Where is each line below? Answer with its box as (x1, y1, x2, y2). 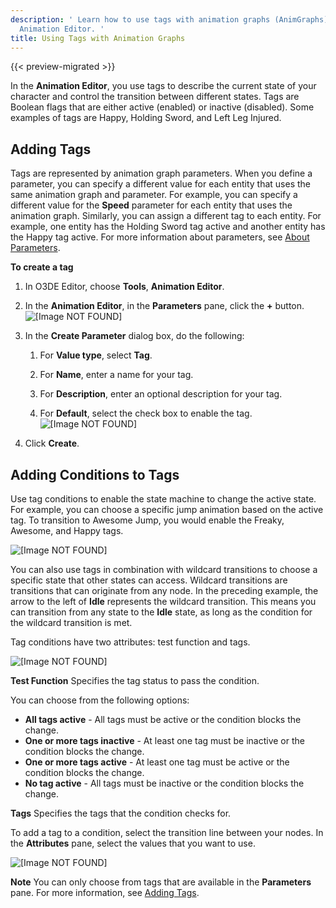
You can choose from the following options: (10, 694, 190, 706)
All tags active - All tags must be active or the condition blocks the (24, 714, 302, 725)
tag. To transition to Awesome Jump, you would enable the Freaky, (10, 514, 285, 526)
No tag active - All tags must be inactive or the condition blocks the (24, 777, 305, 789)
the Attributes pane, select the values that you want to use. (10, 837, 256, 849)
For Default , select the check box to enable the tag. (39, 407, 253, 420)
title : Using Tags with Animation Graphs (10, 33, 186, 43)
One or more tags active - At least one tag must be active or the (24, 756, 290, 768)
